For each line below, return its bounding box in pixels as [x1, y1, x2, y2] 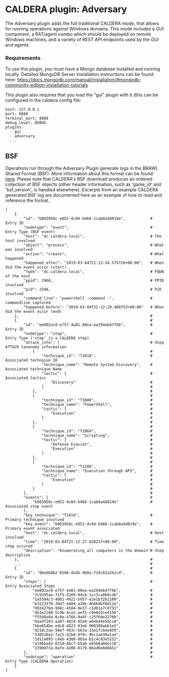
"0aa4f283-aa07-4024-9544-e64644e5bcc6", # [32, 619, 153, 624]
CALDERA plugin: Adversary [5, 4, 128, 15]
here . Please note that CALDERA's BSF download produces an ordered [5, 176, 153, 182]
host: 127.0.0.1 [5, 107, 39, 112]
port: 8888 [5, 111, 28, 117]
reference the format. [5, 197, 50, 203]
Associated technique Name [5, 367, 62, 372]
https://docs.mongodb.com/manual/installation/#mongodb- [17, 77, 142, 83]
